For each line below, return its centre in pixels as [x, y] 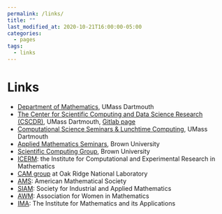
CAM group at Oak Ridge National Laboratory [82, 173]
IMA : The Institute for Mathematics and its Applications [96, 203]
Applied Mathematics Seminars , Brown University [89, 143]
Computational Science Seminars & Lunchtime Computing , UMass [112, 129]
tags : [15, 46]
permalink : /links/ [36, 14]
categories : [24, 33]
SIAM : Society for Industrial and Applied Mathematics [94, 188]
